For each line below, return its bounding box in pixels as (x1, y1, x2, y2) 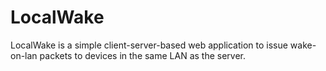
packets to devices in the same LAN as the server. (39, 49, 247, 61)
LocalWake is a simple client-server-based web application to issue (10, 39, 288, 51)
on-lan (10, 49, 38, 61)
